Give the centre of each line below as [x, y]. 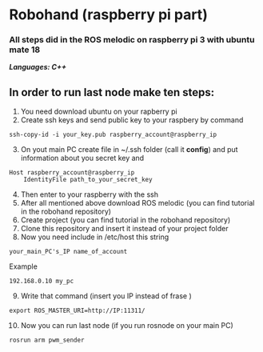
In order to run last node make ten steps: [112, 92]
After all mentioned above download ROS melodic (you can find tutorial [137, 203]
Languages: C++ [38, 67]
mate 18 [25, 50]
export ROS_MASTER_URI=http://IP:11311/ [78, 311]
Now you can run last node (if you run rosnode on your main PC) [127, 326]
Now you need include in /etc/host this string [95, 237]
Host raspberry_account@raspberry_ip [72, 173]
